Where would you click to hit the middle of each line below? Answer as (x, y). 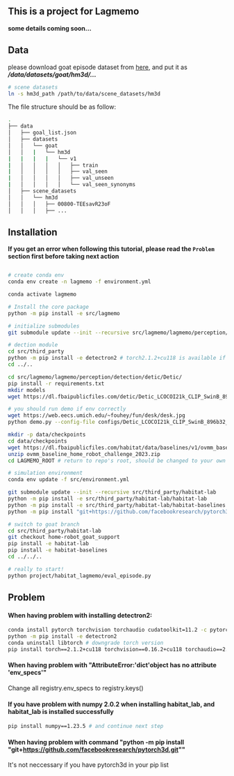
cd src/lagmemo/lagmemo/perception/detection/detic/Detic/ (95, 377)
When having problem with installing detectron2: (80, 615)
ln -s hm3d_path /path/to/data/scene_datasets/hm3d (84, 93)
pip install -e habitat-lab (49, 544)
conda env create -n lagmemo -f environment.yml (80, 282)
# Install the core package (49, 307)
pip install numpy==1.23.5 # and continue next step (86, 726)
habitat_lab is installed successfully (61, 711)
